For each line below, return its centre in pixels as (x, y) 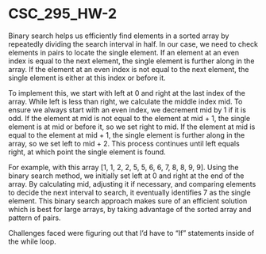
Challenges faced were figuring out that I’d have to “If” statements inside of (131, 233)
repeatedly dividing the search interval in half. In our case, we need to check (133, 44)
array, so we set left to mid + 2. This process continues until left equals (124, 143)
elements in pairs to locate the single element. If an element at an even (124, 52)
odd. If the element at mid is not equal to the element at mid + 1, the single (129, 118)
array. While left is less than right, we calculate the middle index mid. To (125, 101)
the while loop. (33, 241)
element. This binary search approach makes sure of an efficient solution (128, 201)
